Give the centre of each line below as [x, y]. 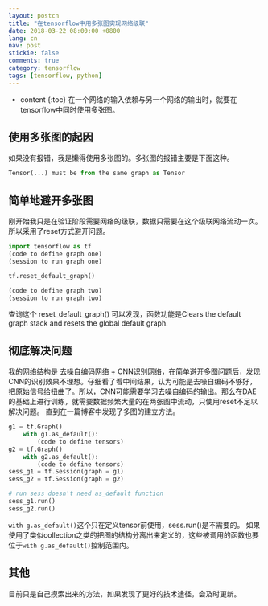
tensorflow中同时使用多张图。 [70, 109]
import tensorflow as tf [50, 247]
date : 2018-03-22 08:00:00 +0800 [64, 31]
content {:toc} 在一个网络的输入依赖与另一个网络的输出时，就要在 [128, 99]
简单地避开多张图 [51, 201]
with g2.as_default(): [61, 457]
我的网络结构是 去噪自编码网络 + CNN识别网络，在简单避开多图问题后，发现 [134, 371]
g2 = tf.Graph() [35, 449]
